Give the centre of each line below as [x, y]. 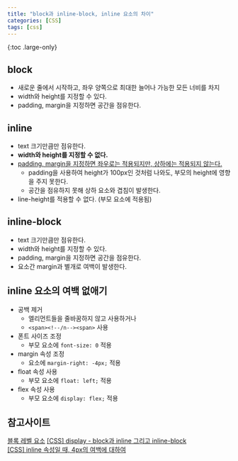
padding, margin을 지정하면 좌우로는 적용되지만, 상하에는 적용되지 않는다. [120, 163]
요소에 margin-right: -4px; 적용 [74, 362]
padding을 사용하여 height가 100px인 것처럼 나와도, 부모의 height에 [123, 172]
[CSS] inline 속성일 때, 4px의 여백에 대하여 [67, 450]
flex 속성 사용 [36, 389]
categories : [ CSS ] [34, 21]
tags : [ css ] [25, 27]
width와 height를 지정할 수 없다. [63, 155]
